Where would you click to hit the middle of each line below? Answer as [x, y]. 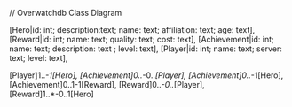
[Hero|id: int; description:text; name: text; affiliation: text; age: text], [132, 30]
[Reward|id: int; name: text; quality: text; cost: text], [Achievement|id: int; [142, 39]
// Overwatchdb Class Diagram [66, 13]
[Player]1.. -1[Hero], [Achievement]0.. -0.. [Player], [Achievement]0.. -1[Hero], [146, 75]
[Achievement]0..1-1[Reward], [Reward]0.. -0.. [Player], [107, 84]
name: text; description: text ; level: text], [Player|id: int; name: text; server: [146, 49]
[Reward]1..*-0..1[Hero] [52, 94]
